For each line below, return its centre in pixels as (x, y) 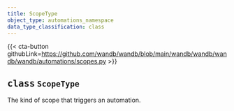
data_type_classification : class (56, 27)
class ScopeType (43, 83)
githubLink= (24, 54)
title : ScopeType (32, 14)
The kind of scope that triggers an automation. (74, 100)
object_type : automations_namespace (60, 20)
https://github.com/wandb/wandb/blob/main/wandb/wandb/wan (134, 54)
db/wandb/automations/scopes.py (57, 61)
